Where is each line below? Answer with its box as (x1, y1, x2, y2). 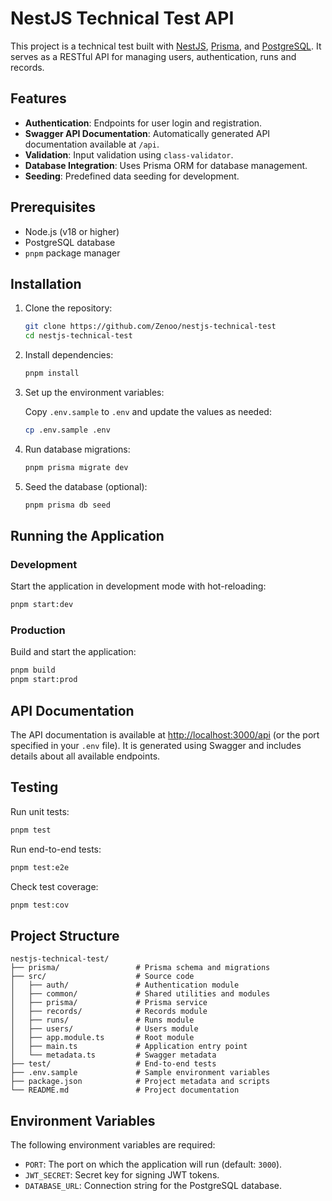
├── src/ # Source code (10, 972, 195, 982)
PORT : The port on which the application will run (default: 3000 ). (24, 1158, 283, 1171)
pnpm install (24, 368, 80, 379)
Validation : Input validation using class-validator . (24, 148, 234, 161)
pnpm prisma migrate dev (24, 462, 129, 472)
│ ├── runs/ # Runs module (10, 1015, 195, 1026)
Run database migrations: (24, 443, 131, 455)
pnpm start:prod (10, 675, 78, 685)
